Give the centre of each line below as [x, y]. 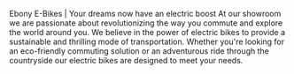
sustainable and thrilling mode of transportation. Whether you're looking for [147, 41]
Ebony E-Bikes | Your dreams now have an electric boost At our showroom [145, 14]
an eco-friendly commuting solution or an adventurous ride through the [139, 51]
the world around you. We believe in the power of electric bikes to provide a [147, 32]
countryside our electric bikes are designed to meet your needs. [126, 60]
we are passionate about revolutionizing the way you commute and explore [146, 23]
